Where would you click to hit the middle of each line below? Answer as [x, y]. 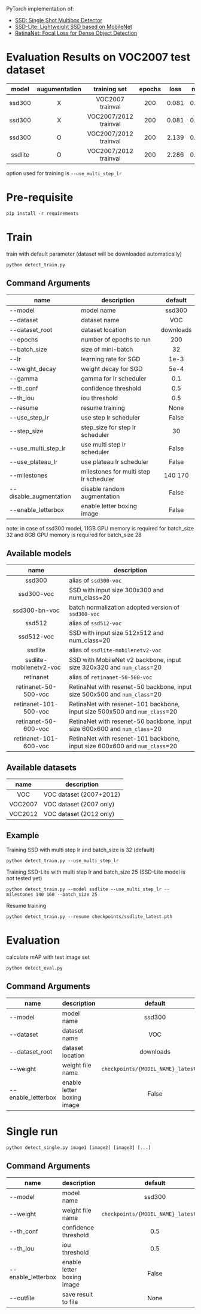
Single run [32, 1132]
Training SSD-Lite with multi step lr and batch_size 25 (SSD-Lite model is [96, 872]
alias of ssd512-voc [95, 623]
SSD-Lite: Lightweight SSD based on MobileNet [74, 27]
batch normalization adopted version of [124, 607]
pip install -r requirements [42, 213]
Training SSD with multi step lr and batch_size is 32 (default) [80, 850]
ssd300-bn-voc [36, 610]
